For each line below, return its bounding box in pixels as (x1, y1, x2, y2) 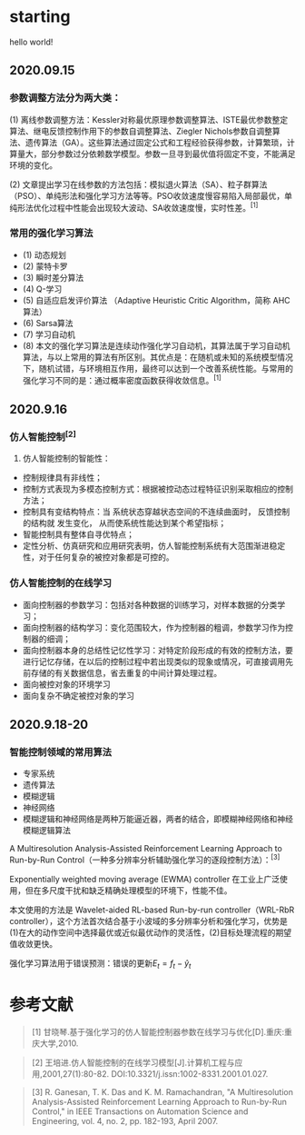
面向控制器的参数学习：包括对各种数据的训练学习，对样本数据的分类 (22, 599, 278, 610)
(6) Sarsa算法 (22, 317, 74, 328)
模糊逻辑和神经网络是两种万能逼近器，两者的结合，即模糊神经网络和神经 (22, 813, 293, 824)
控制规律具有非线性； (22, 473, 103, 483)
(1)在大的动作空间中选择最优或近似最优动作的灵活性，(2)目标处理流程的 (9, 927, 276, 938)
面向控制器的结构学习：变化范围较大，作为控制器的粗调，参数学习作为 (22, 622, 286, 632)
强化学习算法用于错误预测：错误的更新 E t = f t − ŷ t (9, 958, 192, 971)
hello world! (9, 36, 54, 47)
